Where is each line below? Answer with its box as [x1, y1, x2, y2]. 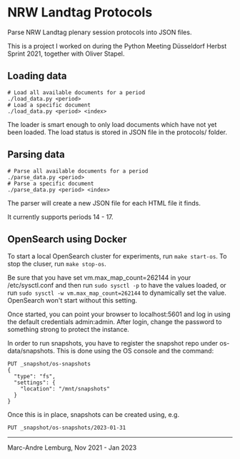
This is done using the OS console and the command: [56, 347, 214, 355]
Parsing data [7, 148, 66, 161]
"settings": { [14, 379, 56, 386]
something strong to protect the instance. [7, 326, 130, 334]
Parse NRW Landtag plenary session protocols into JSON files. [7, 28, 192, 36]
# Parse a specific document [7, 180, 94, 187]
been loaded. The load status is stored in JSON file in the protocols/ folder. [7, 128, 227, 136]
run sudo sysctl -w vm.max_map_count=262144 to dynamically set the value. [7, 288, 227, 297]
